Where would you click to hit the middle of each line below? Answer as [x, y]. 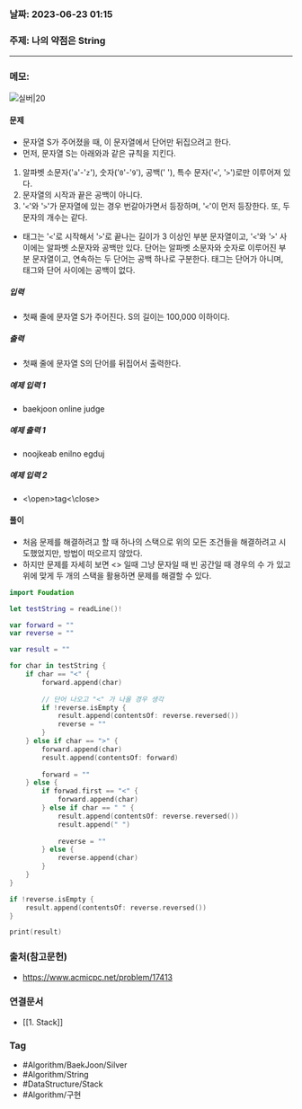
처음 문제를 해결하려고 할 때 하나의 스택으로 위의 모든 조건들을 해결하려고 [149, 542]
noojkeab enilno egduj [63, 453]
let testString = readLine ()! [66, 608]
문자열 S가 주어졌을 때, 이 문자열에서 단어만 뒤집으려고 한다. [127, 142]
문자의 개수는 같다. [55, 217]
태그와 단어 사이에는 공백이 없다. [79, 270]
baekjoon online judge [63, 408]
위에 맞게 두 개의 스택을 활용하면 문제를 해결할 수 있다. [117, 575]
